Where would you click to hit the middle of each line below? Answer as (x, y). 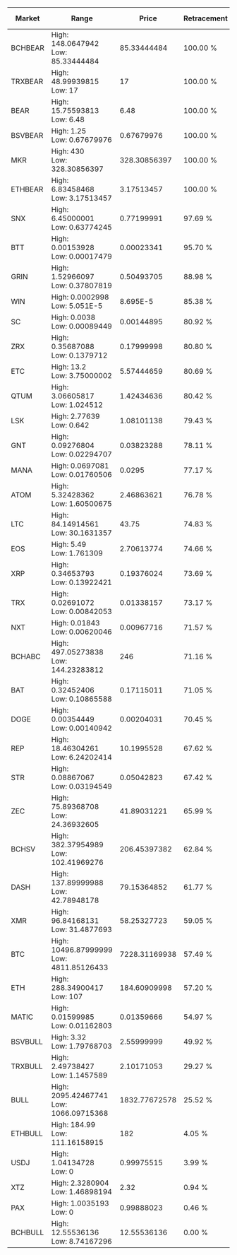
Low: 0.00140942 (82, 728)
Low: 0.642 (70, 425)
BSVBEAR (27, 135)
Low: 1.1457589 (79, 1075)
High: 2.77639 (75, 416)
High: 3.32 (69, 1037)
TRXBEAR (27, 82)
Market (28, 18)
